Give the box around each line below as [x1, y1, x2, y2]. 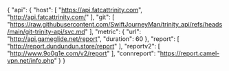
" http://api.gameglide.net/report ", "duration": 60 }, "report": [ [7, 35, 180, 43]
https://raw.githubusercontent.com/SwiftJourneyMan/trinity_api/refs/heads [10, 20, 223, 28]
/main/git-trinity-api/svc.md [7, 27, 85, 35]
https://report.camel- [160, 49, 220, 57]
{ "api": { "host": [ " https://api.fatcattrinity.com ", [7, 6, 143, 14]
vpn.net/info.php [7, 57, 54, 64]
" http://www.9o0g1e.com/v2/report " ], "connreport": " [7, 49, 160, 57]
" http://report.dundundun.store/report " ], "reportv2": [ [7, 42, 160, 50]
